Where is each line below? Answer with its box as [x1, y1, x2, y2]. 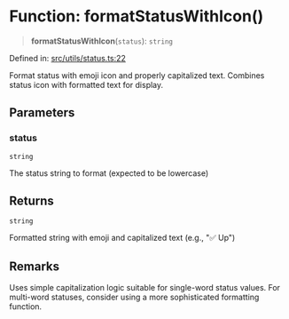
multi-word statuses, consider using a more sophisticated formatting [9, 291, 260, 303]
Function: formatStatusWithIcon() [9, 6, 264, 27]
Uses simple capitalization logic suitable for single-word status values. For [9, 283, 281, 293]
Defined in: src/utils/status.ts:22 [9, 52, 127, 63]
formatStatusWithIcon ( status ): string [30, 36, 173, 46]
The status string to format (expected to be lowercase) [9, 167, 209, 179]
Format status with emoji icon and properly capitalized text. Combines [9, 69, 265, 81]
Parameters [9, 105, 75, 121]
